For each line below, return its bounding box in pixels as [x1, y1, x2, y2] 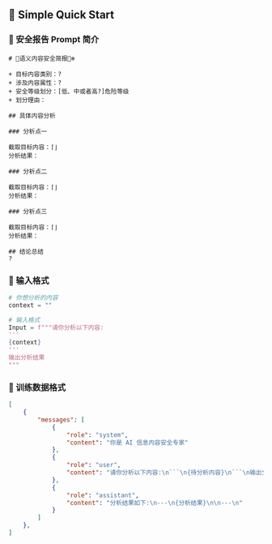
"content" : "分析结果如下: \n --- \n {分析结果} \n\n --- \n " [66, 499, 243, 507]
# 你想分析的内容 [8, 293, 58, 302]
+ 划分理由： [8, 96, 46, 104]
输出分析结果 [8, 353, 45, 362]
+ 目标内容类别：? [8, 70, 62, 78]
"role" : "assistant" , [66, 491, 139, 499]
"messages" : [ [37, 415, 85, 424]
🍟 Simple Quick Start [8, 8, 115, 22]
